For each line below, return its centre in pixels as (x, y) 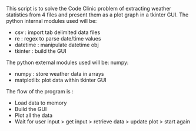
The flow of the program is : (40, 91)
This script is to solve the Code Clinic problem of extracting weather (89, 9)
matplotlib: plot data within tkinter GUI (61, 80)
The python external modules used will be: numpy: (67, 62)
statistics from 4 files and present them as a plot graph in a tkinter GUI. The (97, 15)
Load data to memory (41, 103)
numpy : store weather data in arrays (59, 74)
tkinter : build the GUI (40, 51)
